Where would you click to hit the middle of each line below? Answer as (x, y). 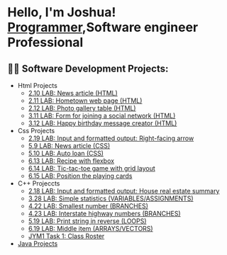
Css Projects (36, 131)
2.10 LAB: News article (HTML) (73, 93)
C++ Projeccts (39, 183)
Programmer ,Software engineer (103, 27)
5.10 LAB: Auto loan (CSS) (66, 153)
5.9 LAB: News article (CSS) (69, 146)
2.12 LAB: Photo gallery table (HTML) (82, 108)
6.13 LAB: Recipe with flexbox (71, 161)
